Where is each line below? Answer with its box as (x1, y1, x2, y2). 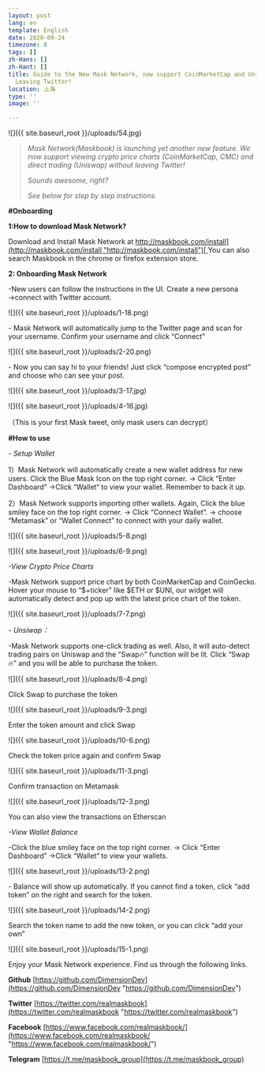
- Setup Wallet (8, 449, 55, 458)
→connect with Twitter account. (8, 293, 112, 303)
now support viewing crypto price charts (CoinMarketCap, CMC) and (27, 152, 254, 162)
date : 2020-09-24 (8, 33, 65, 42)
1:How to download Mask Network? (8, 222, 127, 231)
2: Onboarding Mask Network (8, 269, 108, 279)
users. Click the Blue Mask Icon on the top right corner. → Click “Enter (8, 474, 237, 483)
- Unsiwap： (8, 626, 50, 635)
